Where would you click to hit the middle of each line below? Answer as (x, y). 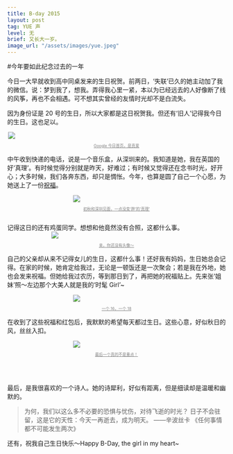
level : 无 (21, 33)
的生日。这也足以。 (35, 122)
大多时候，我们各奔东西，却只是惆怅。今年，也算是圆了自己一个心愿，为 (122, 176)
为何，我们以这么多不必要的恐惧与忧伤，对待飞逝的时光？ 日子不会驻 (122, 411)
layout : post (26, 20)
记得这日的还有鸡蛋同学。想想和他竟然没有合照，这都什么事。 (95, 227)
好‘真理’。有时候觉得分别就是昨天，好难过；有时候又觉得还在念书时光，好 (112, 168)
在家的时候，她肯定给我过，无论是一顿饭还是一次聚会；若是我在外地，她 (122, 267)
